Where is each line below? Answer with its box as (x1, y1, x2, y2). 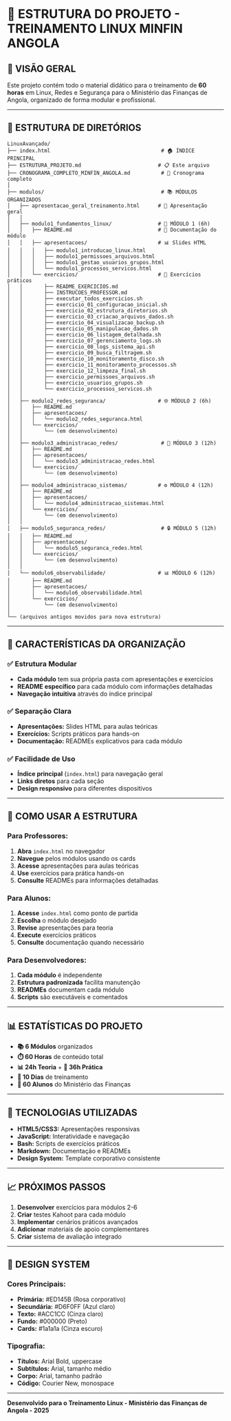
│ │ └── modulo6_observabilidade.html (7, 589, 143, 596)
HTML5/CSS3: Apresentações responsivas (16, 1125, 140, 1133)
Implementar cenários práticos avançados (16, 1217, 139, 1226)
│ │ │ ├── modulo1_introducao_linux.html (7, 247, 146, 254)
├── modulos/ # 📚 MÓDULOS (7, 189, 198, 195)
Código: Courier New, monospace (16, 1379, 115, 1387)
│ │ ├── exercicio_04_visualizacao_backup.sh (7, 319, 165, 326)
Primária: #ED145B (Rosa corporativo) (16, 1295, 126, 1303)
